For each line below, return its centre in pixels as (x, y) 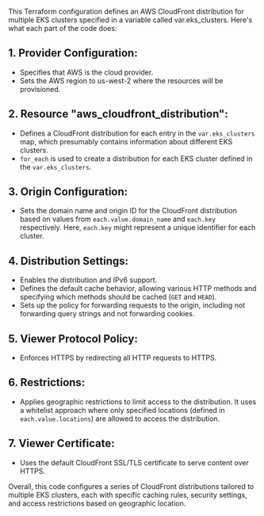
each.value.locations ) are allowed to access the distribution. (120, 419)
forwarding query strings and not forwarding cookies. (107, 314)
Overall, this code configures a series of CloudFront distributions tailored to (131, 486)
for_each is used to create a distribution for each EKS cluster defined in (136, 159)
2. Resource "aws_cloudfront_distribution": (118, 114)
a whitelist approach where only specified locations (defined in (122, 410)
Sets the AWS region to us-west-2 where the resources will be (121, 80)
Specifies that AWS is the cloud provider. (86, 72)
